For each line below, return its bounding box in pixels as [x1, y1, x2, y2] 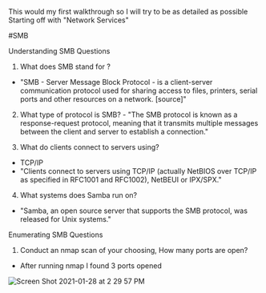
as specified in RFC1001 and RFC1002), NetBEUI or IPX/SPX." [19, 175, 222, 184]
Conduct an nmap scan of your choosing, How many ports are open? [19, 246, 248, 255]
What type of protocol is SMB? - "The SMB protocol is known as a [19, 110, 238, 119]
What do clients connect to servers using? [19, 142, 159, 151]
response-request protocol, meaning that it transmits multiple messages [19, 118, 259, 127]
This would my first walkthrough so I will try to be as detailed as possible [8, 7, 248, 16]
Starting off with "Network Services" [8, 15, 130, 25]
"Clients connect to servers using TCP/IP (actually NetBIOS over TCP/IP [19, 167, 257, 175]
